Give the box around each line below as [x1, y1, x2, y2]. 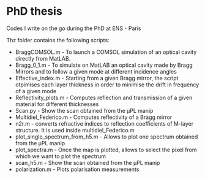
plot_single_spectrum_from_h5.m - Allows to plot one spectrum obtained [15, 133, 198, 140]
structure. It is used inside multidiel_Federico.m [15, 126, 135, 134]
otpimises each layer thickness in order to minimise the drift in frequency [15, 81, 199, 88]
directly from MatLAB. [15, 55, 71, 62]
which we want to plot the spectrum [15, 152, 106, 160]
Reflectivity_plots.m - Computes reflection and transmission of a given [15, 94, 193, 101]
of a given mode [15, 87, 57, 94]
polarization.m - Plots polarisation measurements [15, 166, 140, 173]
